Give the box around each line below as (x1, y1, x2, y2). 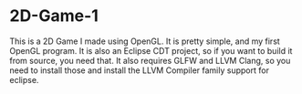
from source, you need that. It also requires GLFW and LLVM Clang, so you (9, 55, 291, 66)
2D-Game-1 (9, 5, 99, 26)
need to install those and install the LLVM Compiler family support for (9, 65, 269, 76)
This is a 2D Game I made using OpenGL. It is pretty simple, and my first (9, 36, 280, 47)
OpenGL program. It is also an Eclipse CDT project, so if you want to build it (9, 45, 293, 56)
